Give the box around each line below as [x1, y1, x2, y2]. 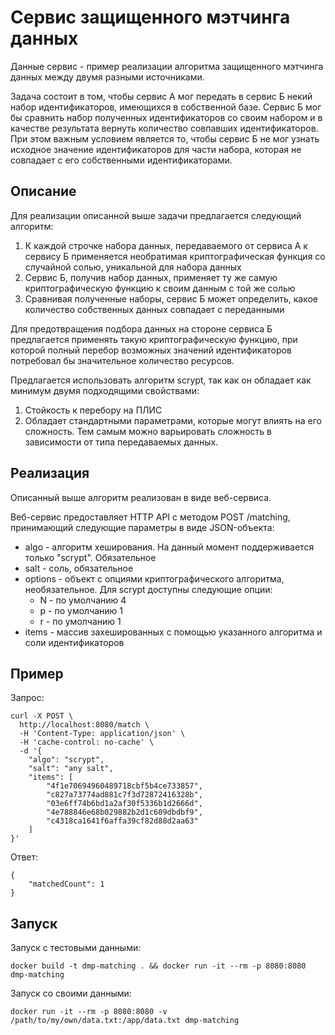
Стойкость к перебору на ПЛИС [24, 404, 163, 416]
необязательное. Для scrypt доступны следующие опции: [24, 583, 273, 595]
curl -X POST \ [10, 711, 74, 721]
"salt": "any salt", [28, 764, 114, 774]
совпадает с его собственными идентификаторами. [10, 154, 233, 166]
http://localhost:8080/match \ [19, 720, 150, 730]
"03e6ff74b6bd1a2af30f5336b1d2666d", [46, 799, 203, 809]
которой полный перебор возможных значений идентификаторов [10, 344, 292, 356]
